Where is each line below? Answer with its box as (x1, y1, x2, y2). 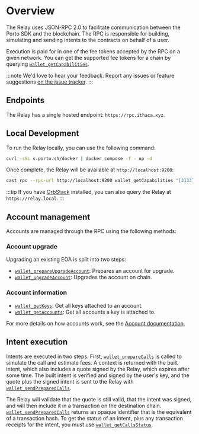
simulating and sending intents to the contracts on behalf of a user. (6, 36, 170, 43)
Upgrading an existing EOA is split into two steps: (6, 256, 126, 263)
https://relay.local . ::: (6, 194, 65, 202)
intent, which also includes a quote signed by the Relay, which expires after (6, 365, 190, 372)
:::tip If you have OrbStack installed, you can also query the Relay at (6, 189, 172, 196)
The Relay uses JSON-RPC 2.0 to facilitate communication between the (6, 24, 181, 31)
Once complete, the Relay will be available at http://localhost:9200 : (6, 166, 174, 173)
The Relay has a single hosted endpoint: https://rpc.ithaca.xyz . (6, 111, 165, 118)
